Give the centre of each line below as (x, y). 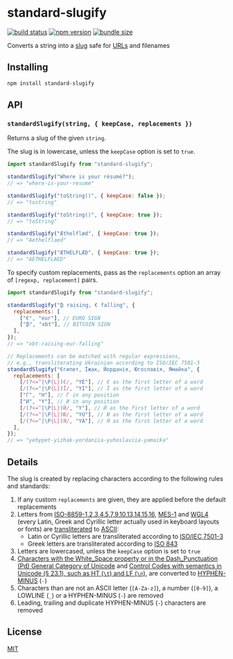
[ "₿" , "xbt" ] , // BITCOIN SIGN (65, 324)
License (25, 632)
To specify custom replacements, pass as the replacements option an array (114, 272)
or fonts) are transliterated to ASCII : (68, 529)
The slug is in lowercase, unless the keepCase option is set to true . (101, 151)
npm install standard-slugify (51, 83)
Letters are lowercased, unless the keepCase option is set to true (109, 551)
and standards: (29, 486)
